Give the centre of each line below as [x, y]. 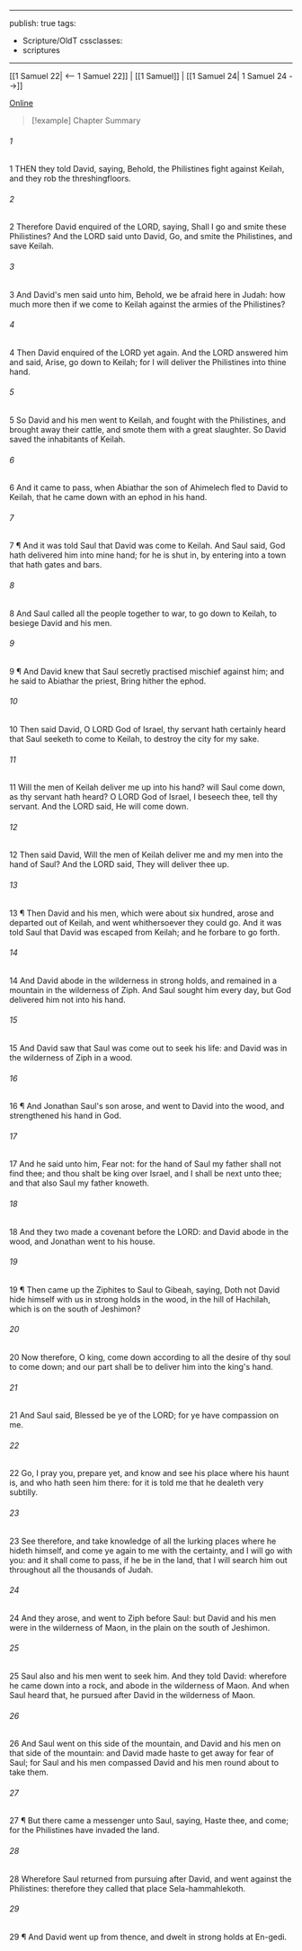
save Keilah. [31, 246]
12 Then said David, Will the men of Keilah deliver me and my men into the [146, 855]
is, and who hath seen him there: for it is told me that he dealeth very [137, 1483]
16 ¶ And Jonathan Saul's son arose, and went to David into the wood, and [147, 1106]
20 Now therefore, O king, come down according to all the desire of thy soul [150, 1357]
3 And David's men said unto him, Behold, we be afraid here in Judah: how [147, 294]
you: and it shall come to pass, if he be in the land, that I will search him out [148, 1560]
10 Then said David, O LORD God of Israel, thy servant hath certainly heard [147, 729]
